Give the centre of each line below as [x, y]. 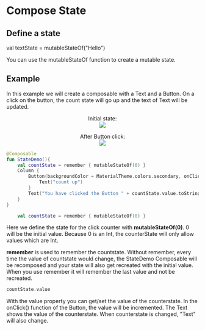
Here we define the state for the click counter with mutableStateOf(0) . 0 [98, 227]
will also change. [27, 321]
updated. [18, 106]
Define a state [34, 33]
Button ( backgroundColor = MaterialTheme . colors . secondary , [105, 177]
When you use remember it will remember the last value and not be [91, 272]
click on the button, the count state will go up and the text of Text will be [97, 100]
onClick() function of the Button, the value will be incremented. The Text [97, 308]
